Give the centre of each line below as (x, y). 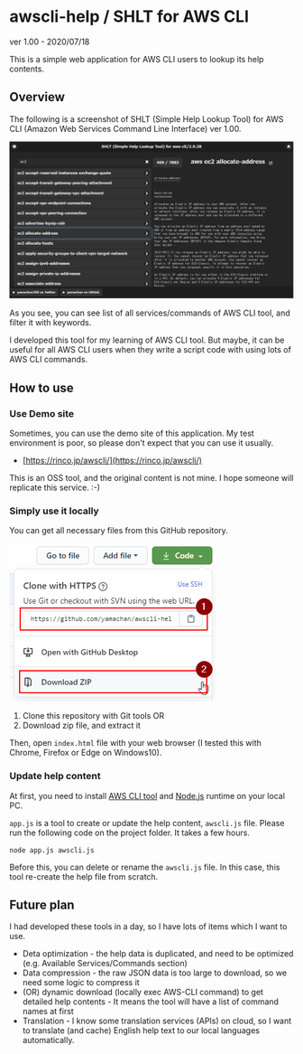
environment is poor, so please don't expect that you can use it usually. (142, 443)
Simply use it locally (54, 511)
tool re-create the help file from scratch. (84, 876)
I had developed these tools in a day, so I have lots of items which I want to (148, 927)
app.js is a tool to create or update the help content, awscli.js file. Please (147, 823)
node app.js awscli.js (52, 850)
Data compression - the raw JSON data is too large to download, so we (154, 973)
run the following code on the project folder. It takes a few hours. (130, 833)
